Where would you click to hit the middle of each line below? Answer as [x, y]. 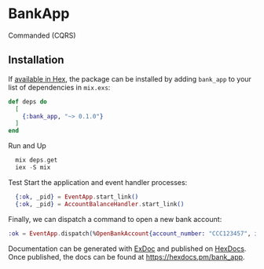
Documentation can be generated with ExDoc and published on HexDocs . [127, 249]
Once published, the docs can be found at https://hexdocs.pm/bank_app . [126, 256]
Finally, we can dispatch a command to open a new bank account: [115, 219]
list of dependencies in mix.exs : [59, 87]
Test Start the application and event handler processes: [98, 182]
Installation [36, 60]
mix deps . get [37, 160]
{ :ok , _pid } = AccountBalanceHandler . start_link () [100, 204]
